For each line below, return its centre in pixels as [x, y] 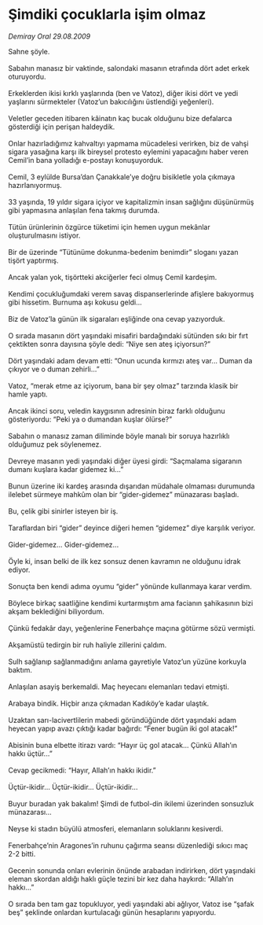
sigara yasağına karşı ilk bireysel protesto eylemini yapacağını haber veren [128, 152]
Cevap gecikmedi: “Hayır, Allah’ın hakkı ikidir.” [82, 770]
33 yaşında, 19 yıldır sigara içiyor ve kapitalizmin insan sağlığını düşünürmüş [131, 201]
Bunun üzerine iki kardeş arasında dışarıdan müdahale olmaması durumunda [131, 486]
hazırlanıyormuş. [35, 185]
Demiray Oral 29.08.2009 [49, 36]
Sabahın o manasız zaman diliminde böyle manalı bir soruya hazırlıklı [119, 436]
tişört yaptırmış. [33, 260]
